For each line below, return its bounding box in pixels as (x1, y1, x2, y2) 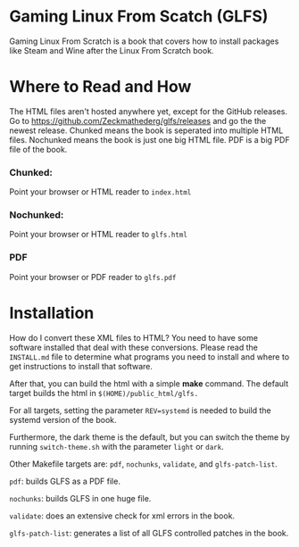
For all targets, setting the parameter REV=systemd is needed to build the (9, 404, 271, 416)
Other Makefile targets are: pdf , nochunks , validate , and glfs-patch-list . (9, 458, 278, 469)
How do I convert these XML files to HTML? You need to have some (9, 332, 259, 343)
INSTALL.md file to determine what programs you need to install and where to (9, 351, 290, 362)
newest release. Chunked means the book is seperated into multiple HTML (9, 125, 284, 136)
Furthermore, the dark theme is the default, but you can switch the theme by (9, 431, 290, 443)
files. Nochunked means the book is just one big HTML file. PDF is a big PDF (9, 134, 290, 145)
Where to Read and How (9, 77, 192, 97)
